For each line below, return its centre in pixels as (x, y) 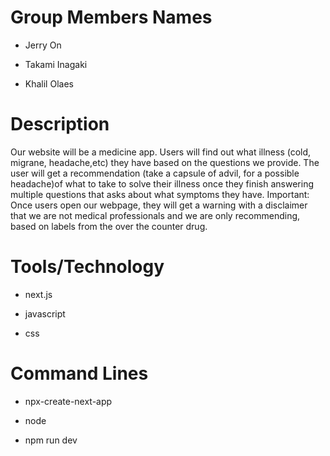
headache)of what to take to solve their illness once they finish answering (162, 183)
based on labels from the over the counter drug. (109, 226)
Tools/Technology (87, 267)
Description (60, 124)
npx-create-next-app (68, 401)
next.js (38, 294)
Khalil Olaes (49, 83)
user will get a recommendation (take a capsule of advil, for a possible (155, 173)
